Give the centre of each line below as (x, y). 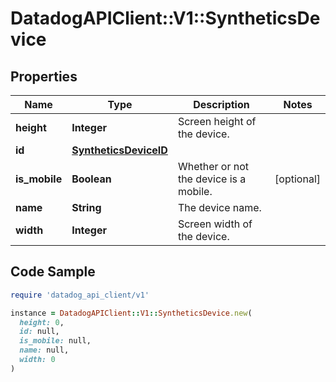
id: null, (39, 332)
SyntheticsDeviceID (119, 150)
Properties (44, 76)
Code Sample (53, 272)
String (86, 207)
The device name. (219, 207)
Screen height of (217, 121)
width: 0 (37, 360)
